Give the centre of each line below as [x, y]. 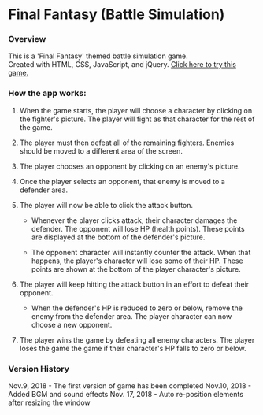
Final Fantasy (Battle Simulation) [117, 15]
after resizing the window [49, 402]
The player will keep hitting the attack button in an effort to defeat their [134, 284]
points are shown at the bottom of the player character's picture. [136, 269]
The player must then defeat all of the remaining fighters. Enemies [127, 143]
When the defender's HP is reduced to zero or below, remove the [137, 308]
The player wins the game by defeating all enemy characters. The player [137, 339]
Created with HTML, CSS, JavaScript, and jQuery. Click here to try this [122, 65]
